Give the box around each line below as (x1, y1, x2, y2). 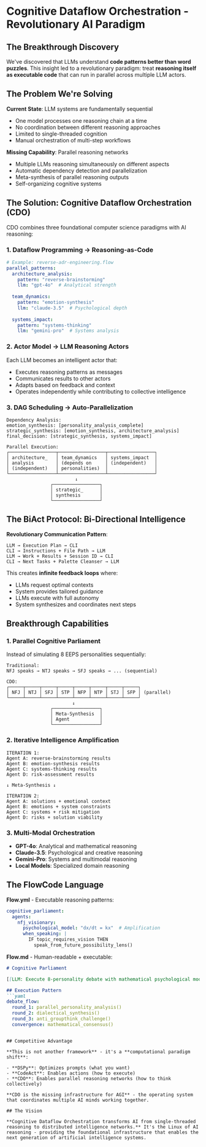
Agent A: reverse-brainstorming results (6, 755, 112, 762)
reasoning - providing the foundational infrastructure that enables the (6, 1129, 199, 1135)
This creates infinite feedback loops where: (6, 569, 118, 576)
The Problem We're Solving (6, 89, 113, 99)
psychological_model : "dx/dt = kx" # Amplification (22, 925, 161, 931)
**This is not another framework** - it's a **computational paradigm (6, 1048, 191, 1055)
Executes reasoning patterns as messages (15, 368, 123, 376)
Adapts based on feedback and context (15, 381, 115, 388)
